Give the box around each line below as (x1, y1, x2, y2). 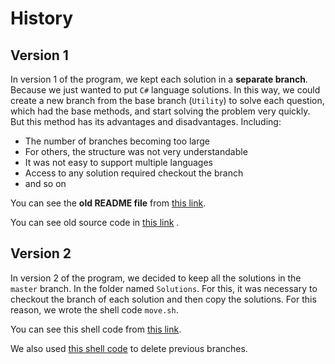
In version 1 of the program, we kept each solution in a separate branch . (10, 73, 308, 85)
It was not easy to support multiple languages (24, 157, 214, 168)
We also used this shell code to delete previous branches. (10, 342, 248, 354)
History (10, 7, 74, 30)
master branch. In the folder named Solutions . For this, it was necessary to (10, 282, 318, 294)
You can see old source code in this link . (10, 217, 180, 228)
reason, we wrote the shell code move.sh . (10, 303, 179, 316)
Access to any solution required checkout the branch (24, 167, 244, 179)
